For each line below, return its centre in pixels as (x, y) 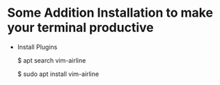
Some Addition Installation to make (110, 13)
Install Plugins (37, 47)
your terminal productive (81, 28)
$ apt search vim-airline (52, 60)
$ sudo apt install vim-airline (58, 74)
